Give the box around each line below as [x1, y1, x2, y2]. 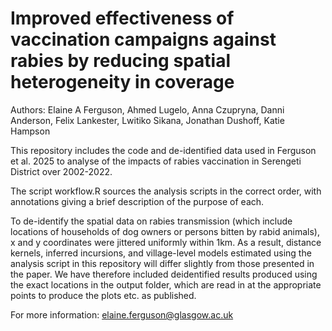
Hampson [10, 125, 51, 137]
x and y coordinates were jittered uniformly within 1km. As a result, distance [10, 236, 322, 248]
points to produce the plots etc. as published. [10, 289, 197, 301]
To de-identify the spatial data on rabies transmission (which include [10, 215, 293, 227]
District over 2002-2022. [10, 165, 113, 177]
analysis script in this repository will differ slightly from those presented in [10, 257, 315, 269]
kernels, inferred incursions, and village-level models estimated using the [10, 247, 312, 259]
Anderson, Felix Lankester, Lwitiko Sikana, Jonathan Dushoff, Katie [10, 114, 285, 126]
